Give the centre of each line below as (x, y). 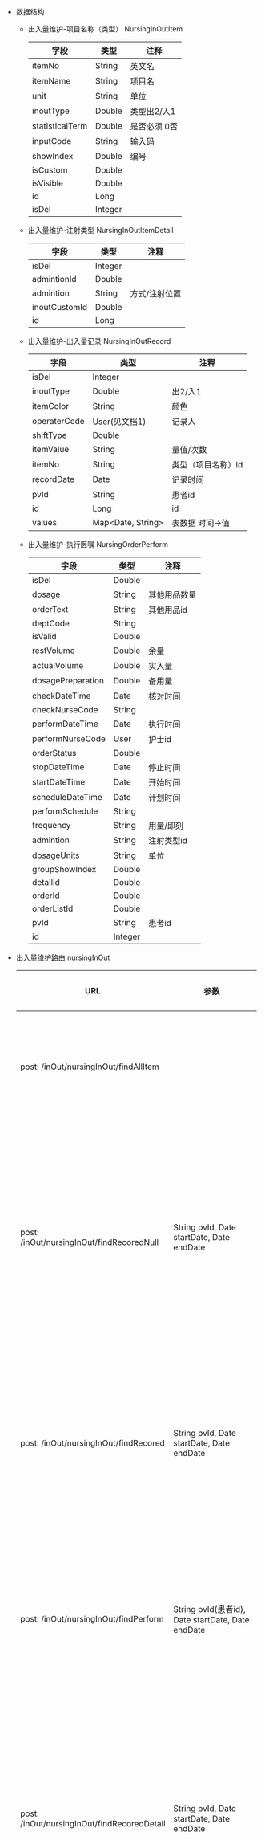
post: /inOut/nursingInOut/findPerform (92, 1619)
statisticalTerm (60, 126)
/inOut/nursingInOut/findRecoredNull (89, 1242)
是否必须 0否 (154, 126)
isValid (44, 636)
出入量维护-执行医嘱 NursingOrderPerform (98, 544)
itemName (51, 81)
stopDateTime (58, 767)
